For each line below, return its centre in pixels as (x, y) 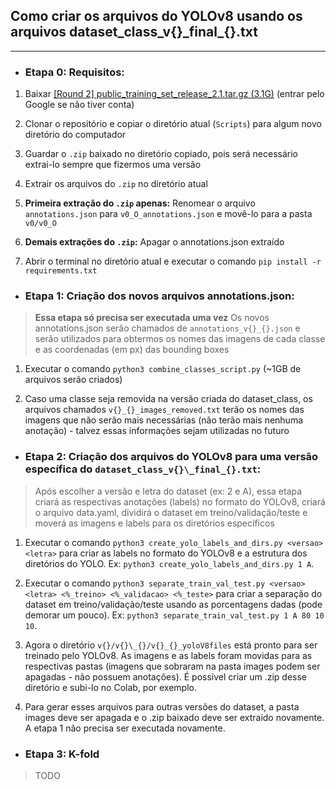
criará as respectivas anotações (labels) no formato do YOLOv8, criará (180, 501)
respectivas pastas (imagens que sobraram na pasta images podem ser (172, 666)
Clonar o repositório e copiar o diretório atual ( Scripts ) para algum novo (173, 124)
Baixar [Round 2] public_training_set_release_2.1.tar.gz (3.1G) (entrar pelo (174, 94)
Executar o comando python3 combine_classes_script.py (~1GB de (163, 369)
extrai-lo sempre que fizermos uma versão (113, 165)
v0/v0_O (40, 224)
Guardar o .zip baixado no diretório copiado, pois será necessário (161, 154)
